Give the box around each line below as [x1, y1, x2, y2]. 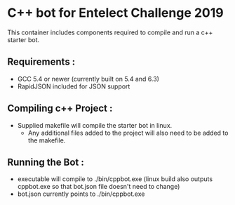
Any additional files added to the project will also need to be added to [27, 128, 229, 137]
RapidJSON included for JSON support [17, 82, 130, 91]
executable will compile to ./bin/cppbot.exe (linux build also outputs [17, 175, 213, 183]
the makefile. [27, 135, 66, 145]
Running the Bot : [7, 156, 84, 168]
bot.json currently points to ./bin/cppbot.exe [17, 190, 145, 198]
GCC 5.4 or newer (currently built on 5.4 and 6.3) [17, 74, 160, 83]
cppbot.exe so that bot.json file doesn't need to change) [17, 183, 180, 191]
